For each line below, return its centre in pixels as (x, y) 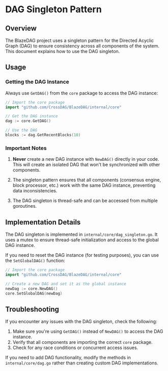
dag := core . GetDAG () (28, 121)
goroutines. (25, 206)
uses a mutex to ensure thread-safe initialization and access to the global (82, 240)
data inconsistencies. (35, 191)
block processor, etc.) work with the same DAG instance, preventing (84, 185)
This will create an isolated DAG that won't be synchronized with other (86, 165)
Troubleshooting (32, 309)
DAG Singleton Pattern (53, 9)
